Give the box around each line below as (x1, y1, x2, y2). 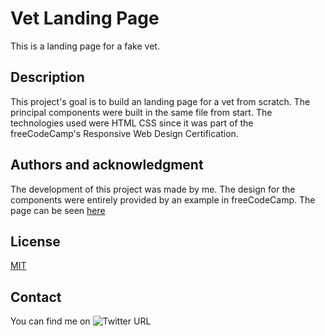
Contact (10, 288, 62, 306)
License (10, 233, 61, 250)
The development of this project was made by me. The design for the (10, 183, 296, 195)
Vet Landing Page (10, 7, 160, 30)
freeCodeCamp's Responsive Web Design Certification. (10, 127, 239, 139)
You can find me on (10, 315, 91, 327)
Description (10, 69, 85, 86)
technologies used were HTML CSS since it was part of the (10, 117, 254, 129)
